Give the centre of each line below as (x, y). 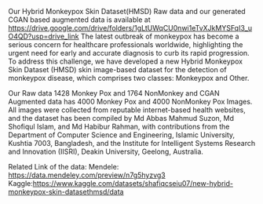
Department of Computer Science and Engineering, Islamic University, (122, 135)
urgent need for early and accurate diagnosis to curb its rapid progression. (129, 53)
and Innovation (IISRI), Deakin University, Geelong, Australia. (106, 151)
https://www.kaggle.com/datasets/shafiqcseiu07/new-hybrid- (133, 183)
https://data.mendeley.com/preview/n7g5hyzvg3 (87, 175)
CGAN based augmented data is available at (79, 20)
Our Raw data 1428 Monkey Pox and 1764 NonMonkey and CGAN (114, 93)
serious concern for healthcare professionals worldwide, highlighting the (126, 45)
